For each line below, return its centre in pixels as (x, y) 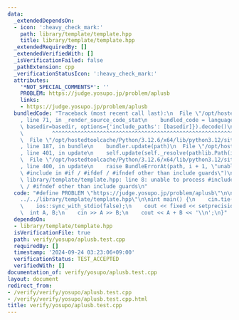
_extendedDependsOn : (44, 21)
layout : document (33, 279)
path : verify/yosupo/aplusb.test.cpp (70, 239)
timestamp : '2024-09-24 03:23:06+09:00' (74, 253)
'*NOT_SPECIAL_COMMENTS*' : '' (65, 87)
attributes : (32, 80)
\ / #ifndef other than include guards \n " (84, 186)
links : (30, 100)
